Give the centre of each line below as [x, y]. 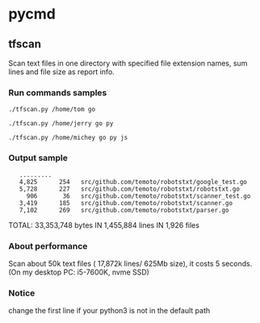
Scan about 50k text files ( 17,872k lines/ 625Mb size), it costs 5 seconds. [130, 263]
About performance [48, 245]
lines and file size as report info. [61, 72]
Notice [22, 293]
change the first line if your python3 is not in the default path [109, 311]
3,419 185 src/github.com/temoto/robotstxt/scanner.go [126, 203]
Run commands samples [58, 92]
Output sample [38, 158]
